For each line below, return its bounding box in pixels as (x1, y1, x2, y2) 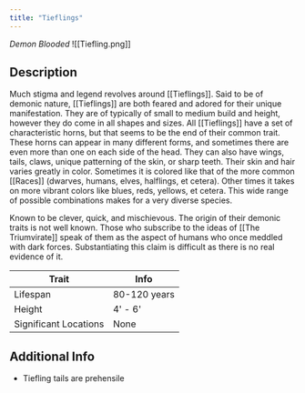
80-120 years (112, 288, 176, 301)
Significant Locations (14, 317, 105, 330)
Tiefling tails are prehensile (22, 373, 125, 384)
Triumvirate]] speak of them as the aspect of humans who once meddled (9, 232, 283, 243)
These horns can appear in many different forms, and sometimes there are (9, 137, 290, 148)
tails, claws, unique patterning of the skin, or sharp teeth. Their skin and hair (9, 156, 296, 167)
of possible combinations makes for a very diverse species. (9, 195, 233, 206)
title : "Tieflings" (9, 13, 84, 23)
